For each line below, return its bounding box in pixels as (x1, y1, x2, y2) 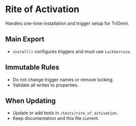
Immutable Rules (5, 63, 60, 72)
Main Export (5, 35, 44, 44)
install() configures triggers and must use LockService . (12, 48, 131, 54)
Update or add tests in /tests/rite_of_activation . (12, 110, 118, 116)
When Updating (5, 96, 56, 105)
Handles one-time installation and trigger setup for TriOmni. (5, 20, 129, 26)
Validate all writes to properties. (12, 82, 79, 88)
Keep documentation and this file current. (12, 115, 100, 121)
